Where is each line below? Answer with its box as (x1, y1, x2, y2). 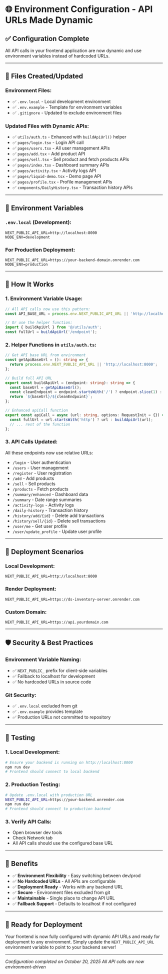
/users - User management (12, 464, 69, 470)
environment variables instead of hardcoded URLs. (5, 53, 110, 58)
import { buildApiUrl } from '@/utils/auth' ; (5, 325, 101, 330)
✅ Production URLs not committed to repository (12, 714, 111, 720)
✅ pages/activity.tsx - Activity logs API (12, 167, 96, 173)
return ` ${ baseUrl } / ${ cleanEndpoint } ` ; (9, 394, 93, 399)
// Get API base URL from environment (5, 352, 86, 358)
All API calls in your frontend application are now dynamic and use (5, 47, 141, 53)
